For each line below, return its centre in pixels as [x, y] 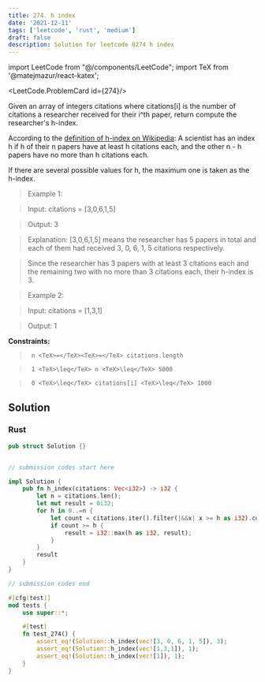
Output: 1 [42, 326]
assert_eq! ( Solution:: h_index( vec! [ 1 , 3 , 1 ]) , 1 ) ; [118, 649]
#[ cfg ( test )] [30, 598]
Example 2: [46, 296]
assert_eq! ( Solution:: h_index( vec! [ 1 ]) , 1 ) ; [111, 656]
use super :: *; [45, 613]
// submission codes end [49, 583]
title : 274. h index [42, 15]
